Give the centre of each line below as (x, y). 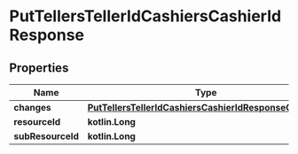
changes (32, 108)
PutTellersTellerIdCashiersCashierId (145, 16)
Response (47, 35)
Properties (39, 68)
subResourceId (47, 136)
